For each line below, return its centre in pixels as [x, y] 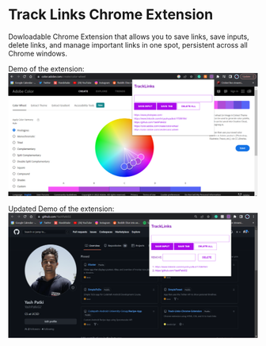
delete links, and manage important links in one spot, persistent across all [128, 44]
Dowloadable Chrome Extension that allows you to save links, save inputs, [129, 37]
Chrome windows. [38, 53]
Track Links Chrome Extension [111, 15]
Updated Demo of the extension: [61, 209]
